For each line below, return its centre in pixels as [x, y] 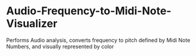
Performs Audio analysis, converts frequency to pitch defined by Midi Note [98, 40]
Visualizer [32, 24]
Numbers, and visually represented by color [60, 46]
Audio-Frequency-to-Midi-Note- [89, 11]
